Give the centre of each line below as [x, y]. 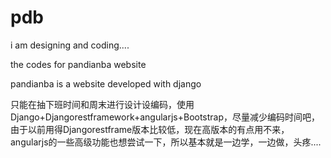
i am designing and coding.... [70, 45]
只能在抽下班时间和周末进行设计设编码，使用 [102, 104]
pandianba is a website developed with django [106, 83]
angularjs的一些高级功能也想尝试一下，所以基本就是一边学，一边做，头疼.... [166, 142]
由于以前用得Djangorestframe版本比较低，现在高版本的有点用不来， [150, 129]
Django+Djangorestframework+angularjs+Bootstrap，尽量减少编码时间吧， [165, 117]
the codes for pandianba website [78, 64]
